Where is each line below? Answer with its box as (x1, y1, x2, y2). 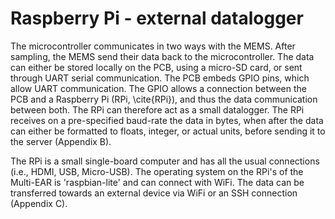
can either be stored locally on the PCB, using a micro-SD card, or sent (10, 61, 303, 73)
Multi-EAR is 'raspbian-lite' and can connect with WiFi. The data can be (10, 176, 305, 188)
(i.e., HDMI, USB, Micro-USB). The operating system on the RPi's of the (10, 165, 304, 177)
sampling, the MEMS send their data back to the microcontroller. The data (10, 50, 315, 62)
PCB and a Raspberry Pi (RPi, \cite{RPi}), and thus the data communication (10, 93, 318, 105)
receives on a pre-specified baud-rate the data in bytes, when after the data (10, 114, 324, 126)
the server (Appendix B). (10, 135, 112, 147)
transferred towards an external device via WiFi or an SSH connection (10, 187, 298, 199)
